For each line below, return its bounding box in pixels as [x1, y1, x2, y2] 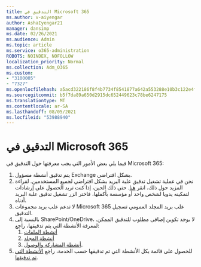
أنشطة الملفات [23, 228, 58, 236]
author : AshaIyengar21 [6, 20, 63, 26]
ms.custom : [6, 70, 33, 76]
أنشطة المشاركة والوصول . [23, 241, 83, 248]
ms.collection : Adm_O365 [6, 64, 68, 70]
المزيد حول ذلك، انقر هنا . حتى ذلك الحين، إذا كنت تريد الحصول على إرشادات [14, 184, 183, 191]
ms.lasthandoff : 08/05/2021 [6, 109, 77, 115]
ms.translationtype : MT [6, 97, 66, 103]
